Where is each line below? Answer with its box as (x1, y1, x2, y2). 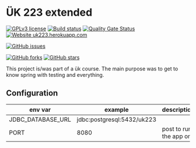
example (104, 105, 129, 114)
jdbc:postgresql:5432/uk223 (76, 115, 156, 124)
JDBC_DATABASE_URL (9, 115, 72, 124)
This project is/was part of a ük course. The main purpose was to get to (6, 65, 178, 72)
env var (29, 105, 51, 114)
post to (162, 125, 181, 133)
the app (162, 132, 183, 140)
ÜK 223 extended (6, 6, 93, 19)
